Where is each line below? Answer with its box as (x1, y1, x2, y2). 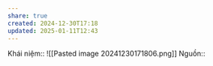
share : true (7, 11, 48, 20)
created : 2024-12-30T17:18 (7, 19, 98, 27)
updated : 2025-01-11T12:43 (7, 27, 98, 35)
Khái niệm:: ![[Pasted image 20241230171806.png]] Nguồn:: (7, 49, 206, 59)
